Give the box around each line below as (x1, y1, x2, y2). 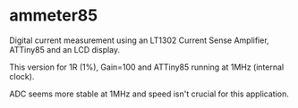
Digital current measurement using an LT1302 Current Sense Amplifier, (9, 35, 270, 46)
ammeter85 (9, 5, 98, 26)
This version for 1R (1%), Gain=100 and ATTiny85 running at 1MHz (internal (9, 62, 285, 72)
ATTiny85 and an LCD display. (9, 44, 121, 54)
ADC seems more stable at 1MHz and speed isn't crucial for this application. (9, 88, 289, 99)
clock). (9, 71, 35, 81)
